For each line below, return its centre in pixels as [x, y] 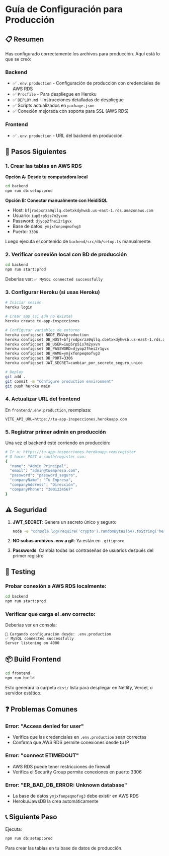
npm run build [20, 678]
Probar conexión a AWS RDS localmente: [56, 586]
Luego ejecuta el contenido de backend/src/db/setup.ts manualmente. [78, 241]
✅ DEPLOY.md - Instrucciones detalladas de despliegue [68, 100]
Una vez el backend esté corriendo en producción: [58, 443]
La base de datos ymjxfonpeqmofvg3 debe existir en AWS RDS [76, 796]
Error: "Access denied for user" [45, 726]
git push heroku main [28, 386]
